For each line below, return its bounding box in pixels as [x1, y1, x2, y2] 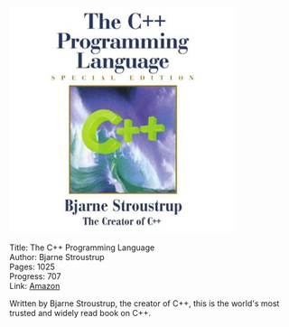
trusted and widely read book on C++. [9, 308, 152, 318]
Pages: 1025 [9, 261, 56, 272]
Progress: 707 [9, 271, 61, 282]
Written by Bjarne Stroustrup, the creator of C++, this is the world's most [9, 298, 280, 309]
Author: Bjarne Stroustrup [9, 252, 106, 262]
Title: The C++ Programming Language [9, 242, 155, 253]
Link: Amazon [9, 281, 61, 291]
